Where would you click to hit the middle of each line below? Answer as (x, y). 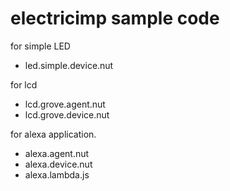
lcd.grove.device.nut (67, 114)
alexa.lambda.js (57, 174)
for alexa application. (53, 134)
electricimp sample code (115, 18)
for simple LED (40, 46)
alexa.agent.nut (57, 153)
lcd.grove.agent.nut (65, 104)
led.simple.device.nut (69, 65)
